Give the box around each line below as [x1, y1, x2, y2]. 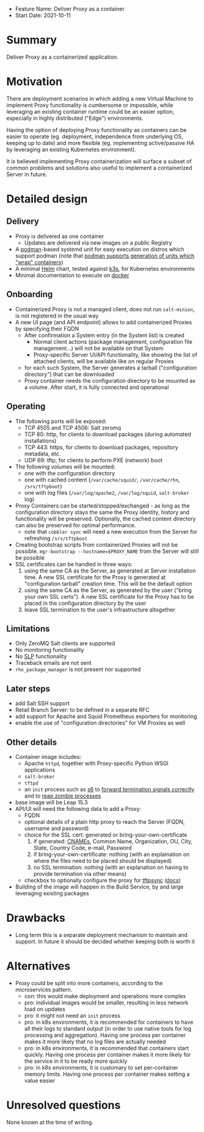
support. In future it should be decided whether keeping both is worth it [15, 938, 195, 945]
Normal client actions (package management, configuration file [33, 338, 192, 345]
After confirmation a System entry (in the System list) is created [24, 331, 184, 339]
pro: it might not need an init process [24, 1012, 121, 1019]
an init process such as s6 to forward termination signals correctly [24, 785, 195, 793]
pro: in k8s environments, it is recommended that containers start [24, 1044, 189, 1051]
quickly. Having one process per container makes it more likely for [24, 1051, 191, 1058]
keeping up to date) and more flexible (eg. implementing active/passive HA [6, 139, 194, 146]
